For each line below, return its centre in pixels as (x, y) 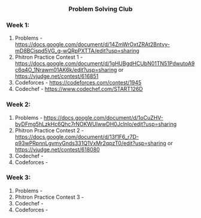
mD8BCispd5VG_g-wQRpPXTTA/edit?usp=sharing (77, 51)
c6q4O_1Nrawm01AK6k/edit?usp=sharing (66, 70)
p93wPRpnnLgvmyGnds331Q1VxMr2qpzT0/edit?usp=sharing (90, 143)
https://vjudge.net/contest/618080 (57, 149)
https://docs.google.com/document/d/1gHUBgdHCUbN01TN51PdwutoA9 (105, 63)
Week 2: (19, 105)
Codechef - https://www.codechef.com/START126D (79, 89)
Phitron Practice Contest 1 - (49, 57)
